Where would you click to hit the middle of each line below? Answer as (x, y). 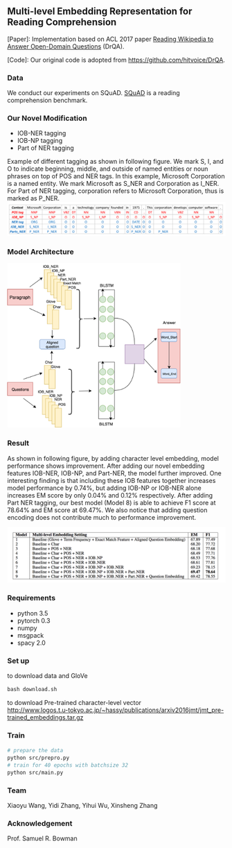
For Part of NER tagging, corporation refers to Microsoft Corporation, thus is (116, 191)
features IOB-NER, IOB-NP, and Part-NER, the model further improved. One (114, 473)
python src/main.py (35, 772)
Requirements (32, 598)
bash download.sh (32, 690)
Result (18, 443)
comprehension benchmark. (47, 101)
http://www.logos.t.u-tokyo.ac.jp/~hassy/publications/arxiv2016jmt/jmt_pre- (116, 710)
